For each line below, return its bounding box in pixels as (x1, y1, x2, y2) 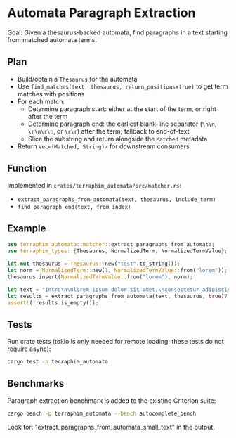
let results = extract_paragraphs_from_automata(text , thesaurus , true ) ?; (7, 292, 231, 299)
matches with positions (17, 89, 85, 98)
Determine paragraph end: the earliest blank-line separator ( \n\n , (27, 120, 217, 128)
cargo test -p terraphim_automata (7, 359, 109, 366)
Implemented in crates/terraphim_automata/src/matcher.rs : (7, 181, 181, 189)
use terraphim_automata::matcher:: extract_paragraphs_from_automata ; (7, 241, 216, 248)
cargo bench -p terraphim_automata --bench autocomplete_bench (7, 410, 197, 417)
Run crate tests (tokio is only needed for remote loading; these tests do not (7, 337, 224, 346)
